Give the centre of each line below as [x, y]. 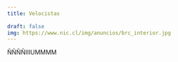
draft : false [26, 26]
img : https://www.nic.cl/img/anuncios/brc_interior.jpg [89, 33]
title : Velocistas [33, 13]
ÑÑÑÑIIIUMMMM [32, 52]
